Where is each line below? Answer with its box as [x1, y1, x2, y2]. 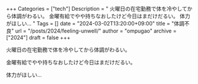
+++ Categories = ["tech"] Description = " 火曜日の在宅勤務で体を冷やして [6, 5, 187, 12]
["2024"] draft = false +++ [6, 34, 71, 41]
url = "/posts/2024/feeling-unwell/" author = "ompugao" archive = [15, 27, 177, 34]
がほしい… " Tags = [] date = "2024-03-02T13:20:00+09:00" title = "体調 [6, 20, 184, 27]
